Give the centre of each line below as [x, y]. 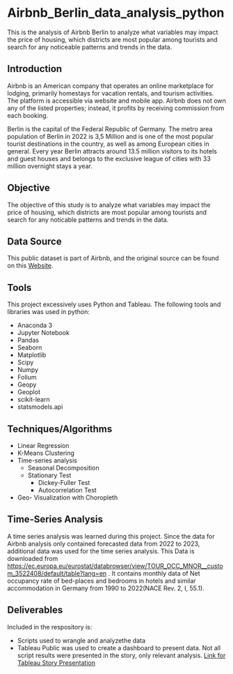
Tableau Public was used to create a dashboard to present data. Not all [119, 647]
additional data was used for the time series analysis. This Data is [101, 551]
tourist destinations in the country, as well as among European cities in [109, 144]
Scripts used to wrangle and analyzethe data [81, 641]
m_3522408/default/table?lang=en [57, 573]
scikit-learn [33, 400]
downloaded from [33, 558]
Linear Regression [43, 445]
